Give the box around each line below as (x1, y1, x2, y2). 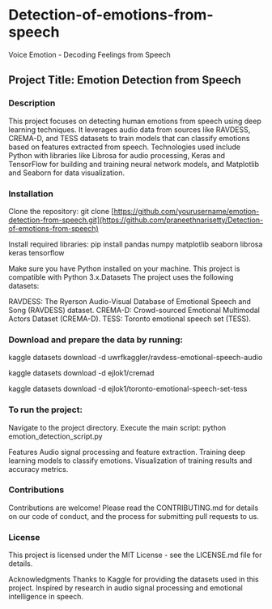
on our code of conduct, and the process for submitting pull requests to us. (8, 511, 259, 521)
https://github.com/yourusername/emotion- (113, 206, 260, 216)
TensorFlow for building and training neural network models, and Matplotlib (8, 159, 260, 169)
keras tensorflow (8, 247, 65, 257)
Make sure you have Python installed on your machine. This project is (8, 264, 240, 273)
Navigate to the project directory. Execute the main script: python (8, 422, 227, 432)
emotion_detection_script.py (8, 431, 103, 441)
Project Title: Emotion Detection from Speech (8, 73, 241, 87)
